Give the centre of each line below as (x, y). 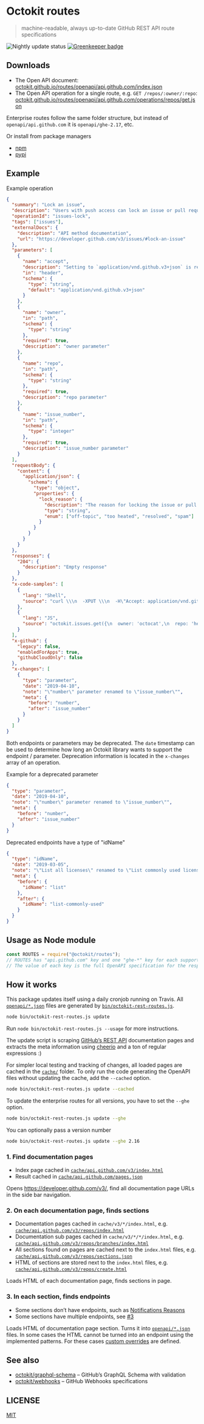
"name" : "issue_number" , (54, 414)
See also (23, 1360)
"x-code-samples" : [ (38, 584)
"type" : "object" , (56, 488)
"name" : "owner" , (44, 313)
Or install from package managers (49, 136)
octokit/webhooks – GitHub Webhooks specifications (81, 1381)
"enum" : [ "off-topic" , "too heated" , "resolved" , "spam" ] (119, 516)
